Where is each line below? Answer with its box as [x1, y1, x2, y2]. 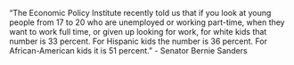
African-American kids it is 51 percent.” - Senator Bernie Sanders [9, 45, 248, 56]
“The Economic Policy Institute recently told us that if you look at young [9, 8, 272, 18]
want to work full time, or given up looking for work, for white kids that [9, 27, 267, 37]
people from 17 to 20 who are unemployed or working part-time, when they [9, 17, 285, 28]
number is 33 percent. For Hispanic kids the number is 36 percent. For [9, 36, 267, 46]
